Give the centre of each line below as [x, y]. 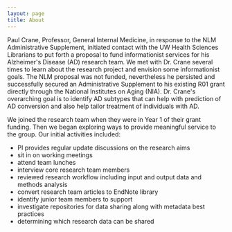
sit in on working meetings [55, 155]
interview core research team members [73, 170]
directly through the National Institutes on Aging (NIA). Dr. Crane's [101, 91]
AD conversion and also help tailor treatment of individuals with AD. [103, 106]
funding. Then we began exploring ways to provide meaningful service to [112, 127]
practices [31, 214]
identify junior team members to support [75, 199]
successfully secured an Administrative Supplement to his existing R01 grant [116, 84]
